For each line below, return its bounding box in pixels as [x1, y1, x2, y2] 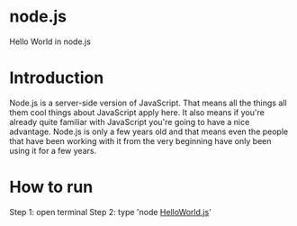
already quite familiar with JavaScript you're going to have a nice [9, 116, 250, 127]
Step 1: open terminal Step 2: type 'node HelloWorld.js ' [9, 206, 211, 217]
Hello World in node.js [9, 36, 92, 47]
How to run [9, 177, 94, 197]
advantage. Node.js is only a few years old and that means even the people [9, 126, 289, 137]
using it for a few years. [9, 145, 97, 156]
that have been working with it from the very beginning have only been [9, 135, 272, 146]
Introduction [9, 68, 104, 88]
